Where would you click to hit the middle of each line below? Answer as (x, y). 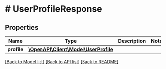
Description (132, 41)
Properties (22, 27)
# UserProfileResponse (54, 9)
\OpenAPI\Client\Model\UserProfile (71, 49)
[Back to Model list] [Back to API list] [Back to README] (62, 62)
